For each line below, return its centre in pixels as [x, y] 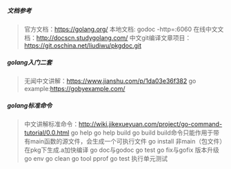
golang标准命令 [30, 105]
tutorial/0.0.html [47, 132]
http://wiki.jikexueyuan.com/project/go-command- [150, 123]
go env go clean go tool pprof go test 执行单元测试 [96, 158]
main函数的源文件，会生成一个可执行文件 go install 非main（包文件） [126, 141]
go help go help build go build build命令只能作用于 [142, 132]
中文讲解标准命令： [51, 123]
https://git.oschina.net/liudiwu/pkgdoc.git [82, 46]
